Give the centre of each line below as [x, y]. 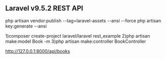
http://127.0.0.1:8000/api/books [38, 51]
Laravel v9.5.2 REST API [44, 8]
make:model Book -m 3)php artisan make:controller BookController [76, 41]
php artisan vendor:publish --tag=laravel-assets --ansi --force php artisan [83, 20]
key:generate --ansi [26, 26]
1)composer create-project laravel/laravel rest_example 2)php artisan [78, 36]
